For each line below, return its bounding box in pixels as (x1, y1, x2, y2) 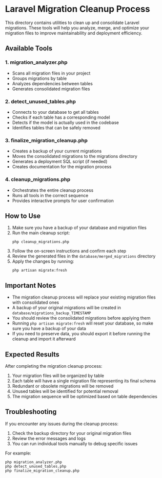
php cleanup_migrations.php (12, 239, 69, 245)
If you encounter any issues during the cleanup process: (5, 421, 119, 427)
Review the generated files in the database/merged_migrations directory (12, 253, 156, 259)
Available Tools (5, 44, 53, 52)
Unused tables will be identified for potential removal (12, 388, 119, 394)
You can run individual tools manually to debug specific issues (12, 440, 138, 447)
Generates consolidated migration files (12, 86, 90, 92)
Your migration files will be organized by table (12, 373, 104, 378)
